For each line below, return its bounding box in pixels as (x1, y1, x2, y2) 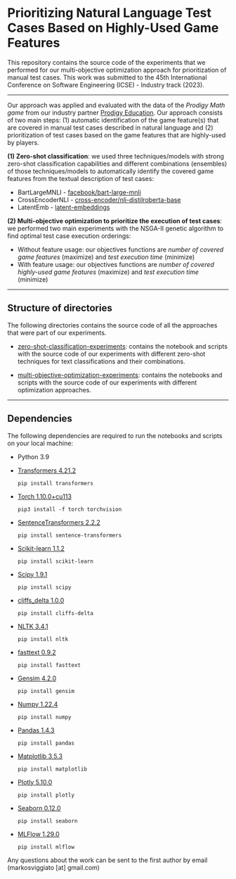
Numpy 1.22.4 (17, 699, 58, 709)
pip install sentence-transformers (17, 532, 122, 539)
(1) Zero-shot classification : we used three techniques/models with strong (7, 151, 225, 160)
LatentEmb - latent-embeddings (17, 203, 110, 211)
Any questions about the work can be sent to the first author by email (7, 856, 208, 864)
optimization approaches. (17, 385, 91, 394)
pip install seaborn (17, 817, 78, 825)
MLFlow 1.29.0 (17, 830, 60, 838)
